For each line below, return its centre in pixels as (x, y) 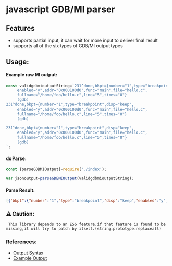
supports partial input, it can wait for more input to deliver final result (85, 40)
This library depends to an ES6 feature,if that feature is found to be (87, 224)
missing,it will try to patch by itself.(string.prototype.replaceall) (83, 229)
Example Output (30, 258)
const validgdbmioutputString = (39, 86)
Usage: (18, 62)
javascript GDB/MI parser (60, 9)
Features (20, 28)
